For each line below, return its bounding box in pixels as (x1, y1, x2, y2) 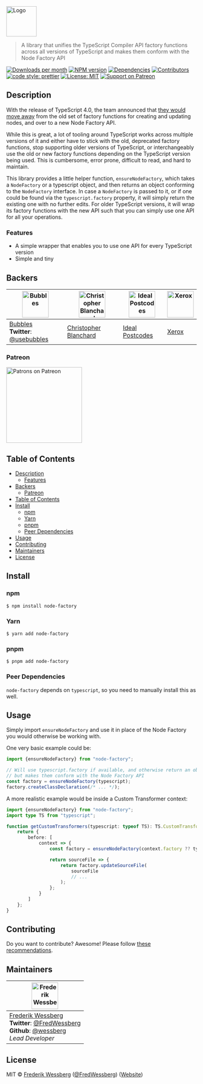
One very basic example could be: (6, 745, 92, 752)
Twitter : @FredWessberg (9, 1019, 81, 1028)
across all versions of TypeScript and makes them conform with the (21, 48, 190, 55)
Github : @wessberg (9, 1026, 66, 1035)
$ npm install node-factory (6, 603, 77, 609)
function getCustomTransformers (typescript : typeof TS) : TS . (6, 823, 164, 830)
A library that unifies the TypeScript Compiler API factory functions (21, 42, 188, 48)
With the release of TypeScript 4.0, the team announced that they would (6, 106, 186, 113)
